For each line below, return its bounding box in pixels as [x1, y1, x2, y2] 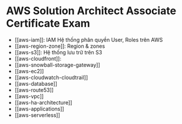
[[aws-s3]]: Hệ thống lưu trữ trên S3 [14, 48, 102, 56]
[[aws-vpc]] [14, 93, 44, 100]
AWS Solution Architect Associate [6, 4, 177, 18]
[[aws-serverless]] [14, 111, 60, 119]
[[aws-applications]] [14, 105, 65, 112]
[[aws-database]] [14, 80, 58, 87]
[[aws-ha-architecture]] [14, 99, 72, 106]
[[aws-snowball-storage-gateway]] [14, 61, 100, 68]
